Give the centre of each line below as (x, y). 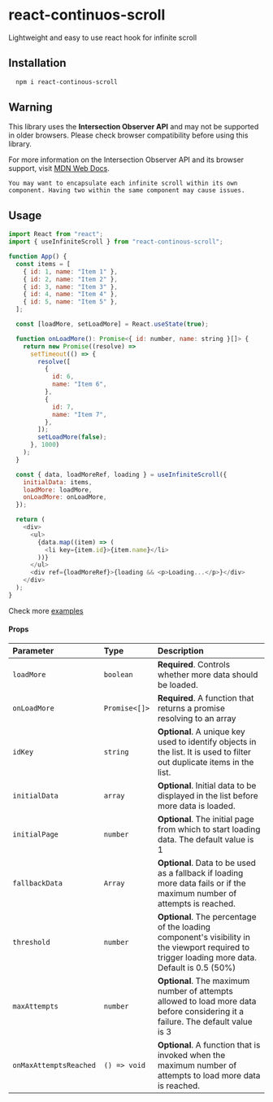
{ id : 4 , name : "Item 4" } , (70, 295)
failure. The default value (205, 1021)
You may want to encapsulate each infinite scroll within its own (123, 184)
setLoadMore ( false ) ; (72, 437)
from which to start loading (209, 829)
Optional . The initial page (206, 819)
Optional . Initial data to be (207, 785)
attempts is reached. (196, 903)
